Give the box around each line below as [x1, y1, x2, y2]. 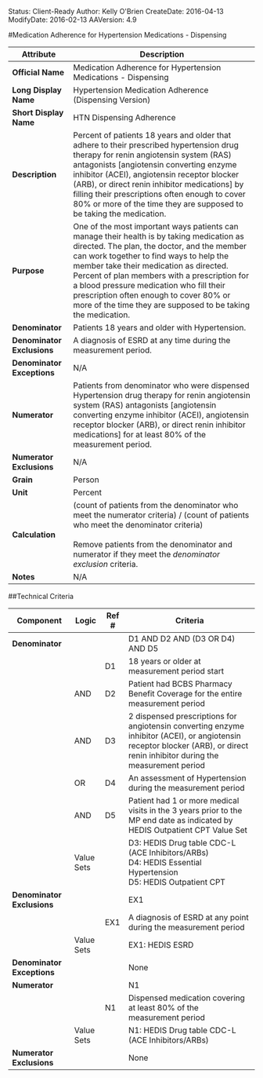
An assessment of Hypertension [128, 773, 247, 784]
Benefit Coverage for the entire [128, 689, 243, 699]
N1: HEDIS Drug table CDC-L [128, 1025, 236, 1036]
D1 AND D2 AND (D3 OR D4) [128, 634, 236, 644]
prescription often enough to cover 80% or [73, 290, 231, 301]
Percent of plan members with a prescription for [73, 270, 249, 281]
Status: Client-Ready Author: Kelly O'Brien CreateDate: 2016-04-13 [8, 7, 225, 16]
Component [16, 616, 63, 626]
